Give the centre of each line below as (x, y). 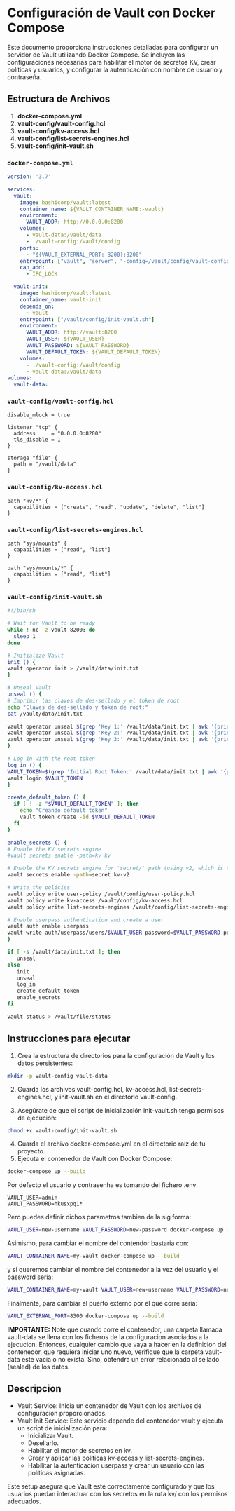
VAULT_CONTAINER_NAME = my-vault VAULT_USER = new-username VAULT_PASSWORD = (115, 1290)
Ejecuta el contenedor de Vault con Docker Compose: (95, 1159)
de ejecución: (37, 1118)
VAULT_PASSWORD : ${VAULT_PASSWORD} (78, 346)
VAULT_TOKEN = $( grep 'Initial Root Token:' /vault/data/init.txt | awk (112, 772)
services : (22, 189)
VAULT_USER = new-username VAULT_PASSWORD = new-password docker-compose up (115, 1230)
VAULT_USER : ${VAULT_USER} (65, 339)
